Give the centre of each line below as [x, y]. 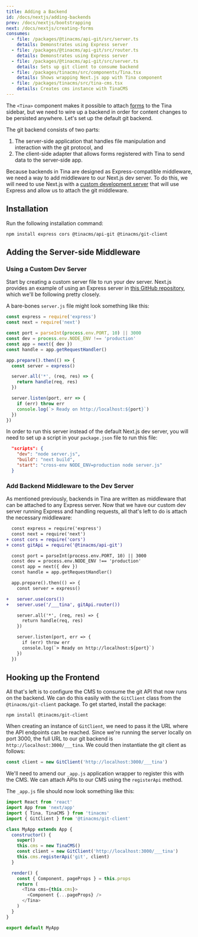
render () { [25, 873]
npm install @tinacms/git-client [47, 715]
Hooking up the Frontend [53, 677]
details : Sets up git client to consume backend [78, 67]
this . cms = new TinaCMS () [49, 846]
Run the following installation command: [55, 223]
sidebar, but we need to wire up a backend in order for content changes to [97, 112]
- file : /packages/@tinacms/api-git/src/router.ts [75, 50]
